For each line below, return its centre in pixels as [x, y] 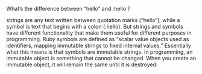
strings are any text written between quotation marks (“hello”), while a [93, 20]
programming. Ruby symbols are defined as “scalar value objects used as [98, 39]
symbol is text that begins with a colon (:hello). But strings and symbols [95, 27]
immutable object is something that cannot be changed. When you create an [101, 58]
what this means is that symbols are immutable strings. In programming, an [99, 52]
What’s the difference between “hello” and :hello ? [68, 9]
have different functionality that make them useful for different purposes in [99, 33]
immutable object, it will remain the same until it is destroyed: [82, 64]
